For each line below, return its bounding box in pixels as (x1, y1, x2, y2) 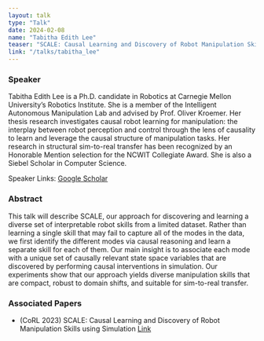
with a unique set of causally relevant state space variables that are (8, 253, 226, 262)
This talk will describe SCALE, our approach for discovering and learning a (8, 211, 249, 221)
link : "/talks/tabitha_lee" (8, 48, 101, 56)
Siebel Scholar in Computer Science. (8, 159, 127, 168)
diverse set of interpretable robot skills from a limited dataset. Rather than (8, 219, 247, 229)
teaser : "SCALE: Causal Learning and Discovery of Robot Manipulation (8, 41, 244, 49)
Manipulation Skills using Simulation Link (19, 324, 152, 333)
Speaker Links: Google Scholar (8, 174, 108, 183)
